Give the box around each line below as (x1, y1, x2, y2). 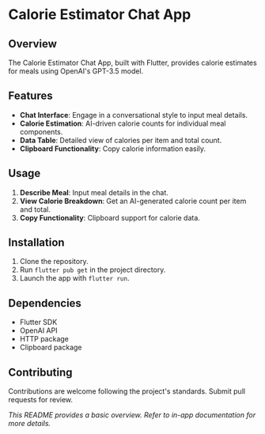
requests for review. (8, 395, 74, 405)
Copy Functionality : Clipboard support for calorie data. (19, 213, 200, 222)
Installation (8, 236, 65, 250)
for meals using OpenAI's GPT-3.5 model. (8, 66, 144, 76)
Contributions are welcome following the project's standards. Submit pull (8, 387, 246, 396)
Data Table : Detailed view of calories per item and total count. (19, 135, 222, 145)
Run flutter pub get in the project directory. (19, 265, 166, 274)
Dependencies (8, 296, 81, 310)
